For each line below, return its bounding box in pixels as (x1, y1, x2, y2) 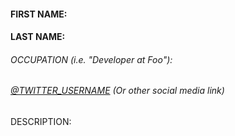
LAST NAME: (10, 31, 66, 43)
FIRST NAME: (10, 8, 68, 20)
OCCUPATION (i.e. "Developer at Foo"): (10, 53, 173, 65)
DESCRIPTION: (10, 116, 72, 127)
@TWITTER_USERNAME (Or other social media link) (10, 85, 225, 97)
